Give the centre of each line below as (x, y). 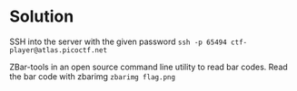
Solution (42, 17)
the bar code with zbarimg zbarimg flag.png (92, 76)
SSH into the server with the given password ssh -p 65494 (118, 41)
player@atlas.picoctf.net (58, 50)
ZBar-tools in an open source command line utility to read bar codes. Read (148, 67)
